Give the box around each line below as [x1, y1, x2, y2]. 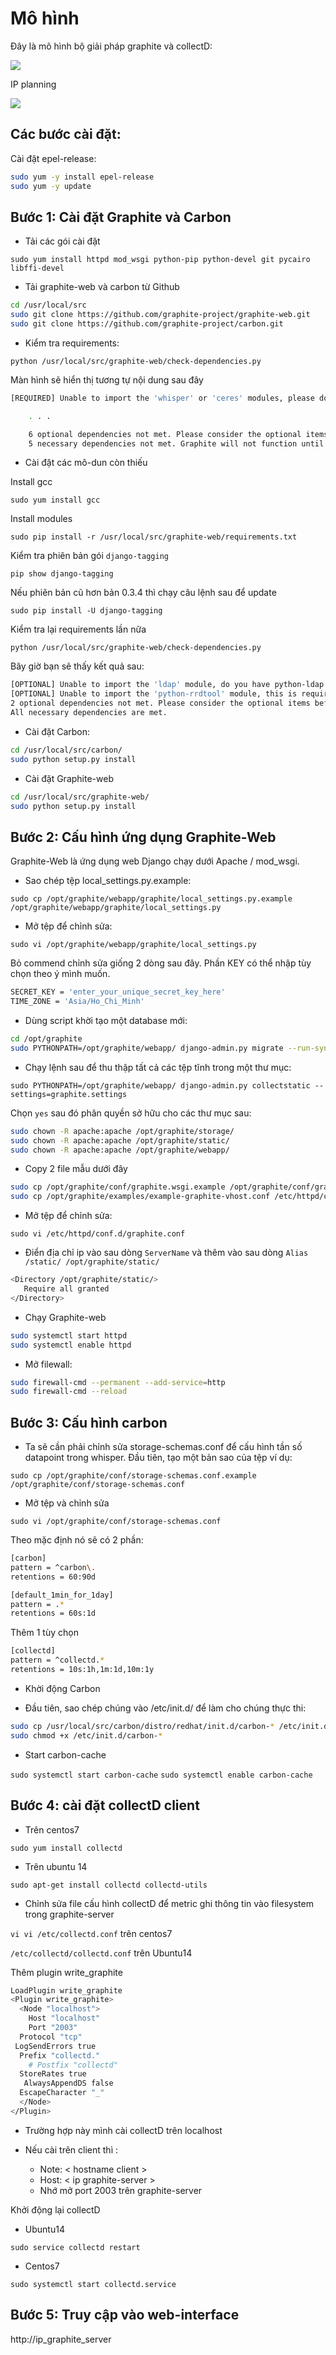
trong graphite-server [24, 1908, 115, 1920]
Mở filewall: [24, 1358, 73, 1370]
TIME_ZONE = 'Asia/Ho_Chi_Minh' [10, 997, 145, 1007]
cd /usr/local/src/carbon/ [10, 745, 123, 755]
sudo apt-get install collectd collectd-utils [10, 1880, 208, 1890]
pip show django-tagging [10, 569, 114, 579]
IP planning [10, 78, 57, 90]
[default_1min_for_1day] [10, 1590, 114, 1600]
